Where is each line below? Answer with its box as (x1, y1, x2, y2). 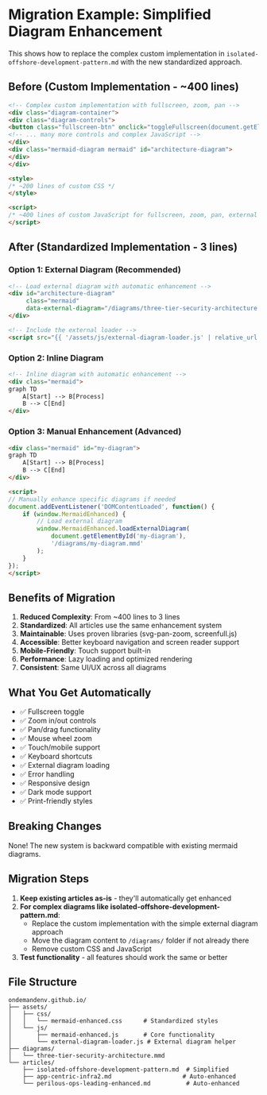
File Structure (8, 975, 77, 989)
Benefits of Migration (8, 591, 116, 604)
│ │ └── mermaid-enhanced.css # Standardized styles (8, 1017, 219, 1025)
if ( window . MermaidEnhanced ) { (22, 510, 126, 518)
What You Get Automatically (8, 685, 152, 700)
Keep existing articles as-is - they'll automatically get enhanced (19, 893, 232, 903)
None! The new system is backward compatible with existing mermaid (8, 840, 238, 850)
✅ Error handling (19, 769, 75, 779)
